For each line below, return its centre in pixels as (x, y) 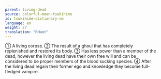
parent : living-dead (26, 9)
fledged (13, 71)
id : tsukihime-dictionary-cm (34, 18)
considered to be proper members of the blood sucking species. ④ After (78, 61)
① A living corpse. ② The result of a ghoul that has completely (69, 46)
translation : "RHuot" (27, 32)
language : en (18, 23)
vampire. (30, 71)
